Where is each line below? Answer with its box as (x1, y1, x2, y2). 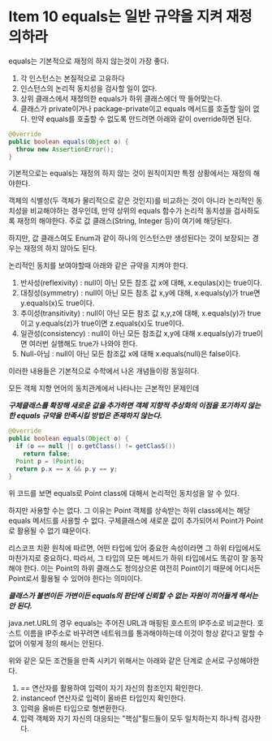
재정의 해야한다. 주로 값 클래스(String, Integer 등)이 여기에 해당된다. (16, 216, 232, 226)
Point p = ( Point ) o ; (15, 457, 85, 465)
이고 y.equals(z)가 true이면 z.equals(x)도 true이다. (19, 318, 184, 329)
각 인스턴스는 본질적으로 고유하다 (19, 73, 125, 83)
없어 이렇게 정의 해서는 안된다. (8, 638, 104, 648)
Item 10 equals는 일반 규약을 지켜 (8, 7, 223, 26)
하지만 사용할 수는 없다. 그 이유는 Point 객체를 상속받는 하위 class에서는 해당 (8, 505, 250, 515)
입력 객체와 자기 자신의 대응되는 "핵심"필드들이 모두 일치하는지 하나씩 (19, 713, 240, 723)
